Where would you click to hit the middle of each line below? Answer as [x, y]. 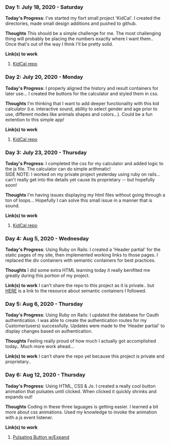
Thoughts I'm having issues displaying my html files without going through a [85, 195]
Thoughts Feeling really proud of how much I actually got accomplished [81, 341]
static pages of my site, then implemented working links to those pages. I [82, 255]
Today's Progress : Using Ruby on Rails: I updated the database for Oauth [82, 315]
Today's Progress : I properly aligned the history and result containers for [82, 88]
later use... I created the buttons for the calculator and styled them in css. [82, 93]
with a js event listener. [29, 417]
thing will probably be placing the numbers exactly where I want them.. [79, 39]
